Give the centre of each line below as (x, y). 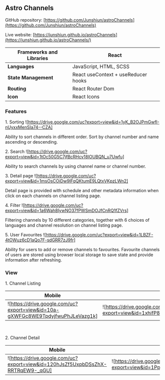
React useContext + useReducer (110, 74)
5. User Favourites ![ (26, 235)
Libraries (37, 58)
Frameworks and (38, 52)
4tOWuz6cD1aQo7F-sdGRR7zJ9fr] (40, 240)
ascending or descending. (31, 142)
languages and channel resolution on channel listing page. (64, 225)
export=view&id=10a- (33, 310)
